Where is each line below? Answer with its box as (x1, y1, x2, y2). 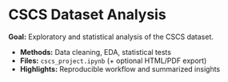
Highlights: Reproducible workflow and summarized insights (19, 64, 221, 73)
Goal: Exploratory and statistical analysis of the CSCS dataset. (8, 32, 214, 41)
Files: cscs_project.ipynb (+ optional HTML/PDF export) (19, 56, 207, 65)
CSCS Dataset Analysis (8, 6, 166, 24)
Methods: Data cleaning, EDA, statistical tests (19, 47, 172, 57)
